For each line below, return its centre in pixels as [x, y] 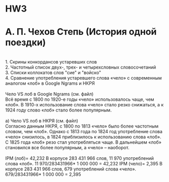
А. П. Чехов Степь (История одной [81, 32]
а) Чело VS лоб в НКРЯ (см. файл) [42, 121]
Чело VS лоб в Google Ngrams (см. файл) [49, 94]
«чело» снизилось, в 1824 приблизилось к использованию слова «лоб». [83, 137]
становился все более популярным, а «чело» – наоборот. [67, 148]
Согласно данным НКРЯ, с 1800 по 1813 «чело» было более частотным [82, 126]
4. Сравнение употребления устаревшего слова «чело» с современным [84, 78]
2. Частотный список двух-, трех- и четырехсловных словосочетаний [81, 67]
